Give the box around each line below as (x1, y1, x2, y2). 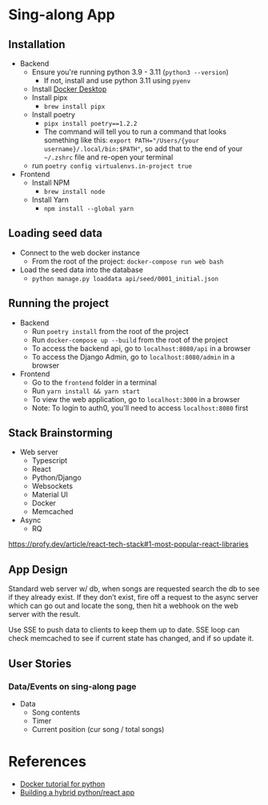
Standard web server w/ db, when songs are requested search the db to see (8, 584, 260, 594)
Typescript (31, 456, 68, 465)
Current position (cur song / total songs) (31, 724, 165, 734)
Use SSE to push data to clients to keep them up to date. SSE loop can (8, 625, 240, 634)
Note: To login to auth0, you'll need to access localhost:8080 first (31, 403, 249, 413)
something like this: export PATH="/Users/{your (43, 135, 200, 145)
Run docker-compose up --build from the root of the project (31, 335, 228, 344)
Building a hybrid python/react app (19, 787, 135, 797)
